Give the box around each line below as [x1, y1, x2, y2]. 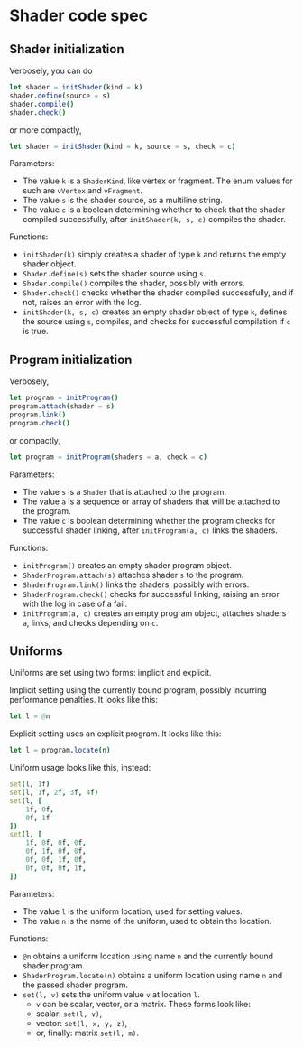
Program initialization [9, 351, 133, 367]
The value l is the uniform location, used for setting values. [22, 905, 243, 917]
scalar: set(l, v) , [35, 1008, 102, 1019]
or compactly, [9, 435, 61, 445]
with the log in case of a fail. [22, 598, 128, 609]
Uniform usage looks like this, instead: [9, 762, 151, 773]
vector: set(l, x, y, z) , [35, 1017, 128, 1028]
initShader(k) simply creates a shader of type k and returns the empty [22, 249, 287, 260]
